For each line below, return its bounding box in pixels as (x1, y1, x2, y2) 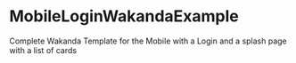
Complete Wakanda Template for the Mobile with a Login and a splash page (9, 35, 287, 46)
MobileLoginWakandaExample (9, 6, 239, 27)
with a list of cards (9, 44, 78, 55)
